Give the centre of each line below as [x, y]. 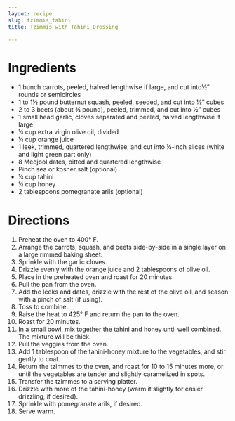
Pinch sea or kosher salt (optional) [68, 169]
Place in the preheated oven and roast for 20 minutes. [96, 277]
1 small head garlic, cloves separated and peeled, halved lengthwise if [119, 117]
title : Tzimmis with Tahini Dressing [63, 27]
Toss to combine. [43, 307]
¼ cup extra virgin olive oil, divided [68, 132]
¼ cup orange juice [46, 140]
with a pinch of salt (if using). [60, 299]
